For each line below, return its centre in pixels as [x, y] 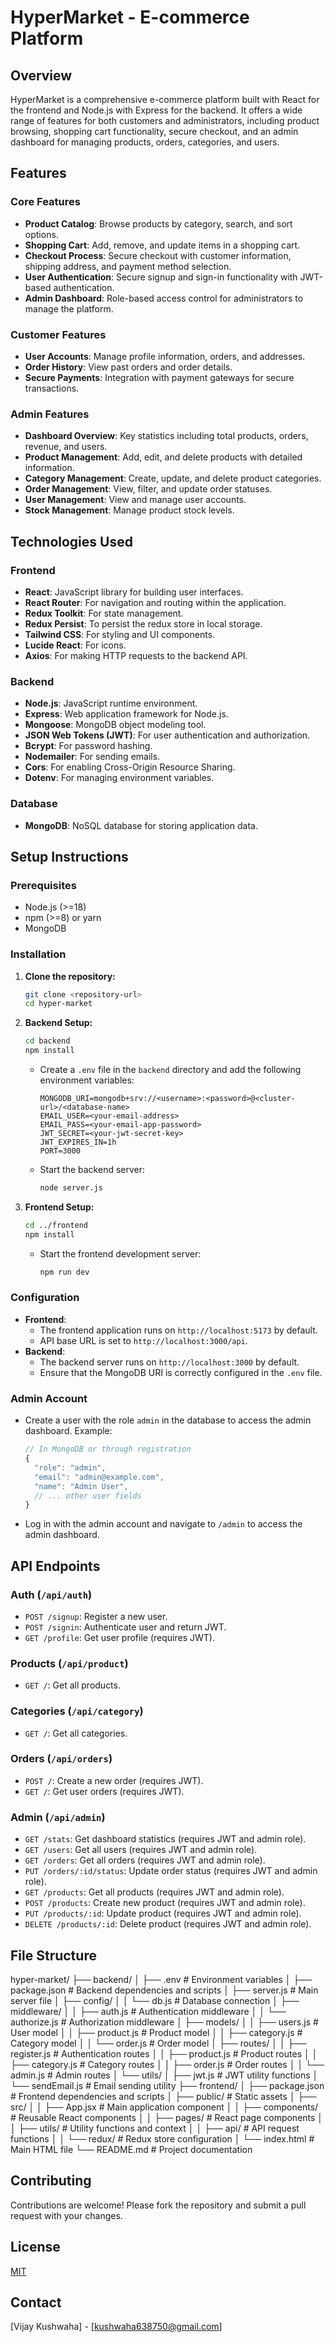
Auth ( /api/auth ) [51, 1594]
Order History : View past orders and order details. [128, 367]
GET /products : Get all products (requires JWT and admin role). [154, 1892]
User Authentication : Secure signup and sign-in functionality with [161, 277]
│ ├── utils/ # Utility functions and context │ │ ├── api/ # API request [155, 2128]
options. [41, 234]
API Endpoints [55, 1566]
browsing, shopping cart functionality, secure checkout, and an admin [154, 131]
